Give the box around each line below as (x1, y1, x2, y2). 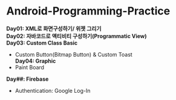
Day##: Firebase (6, 75, 49, 83)
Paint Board (15, 63, 44, 70)
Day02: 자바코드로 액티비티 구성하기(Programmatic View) (6, 32, 147, 40)
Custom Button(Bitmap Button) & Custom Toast (15, 51, 133, 58)
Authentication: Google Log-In (15, 87, 91, 94)
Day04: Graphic (15, 57, 56, 64)
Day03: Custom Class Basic (6, 39, 78, 46)
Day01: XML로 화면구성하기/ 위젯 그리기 (6, 25, 102, 32)
